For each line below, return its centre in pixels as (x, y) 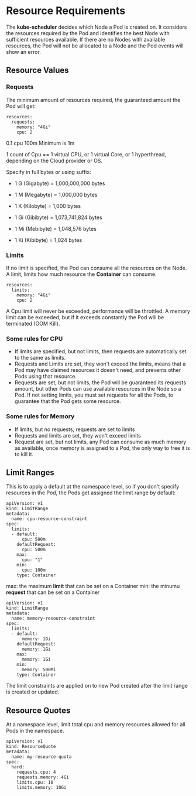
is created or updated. (33, 692)
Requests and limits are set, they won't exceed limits (78, 435)
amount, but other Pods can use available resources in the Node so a (98, 389)
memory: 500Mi (39, 670)
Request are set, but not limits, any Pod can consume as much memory (100, 442)
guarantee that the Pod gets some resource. (68, 401)
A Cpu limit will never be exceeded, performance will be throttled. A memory (98, 311)
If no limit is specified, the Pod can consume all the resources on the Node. (97, 268)
